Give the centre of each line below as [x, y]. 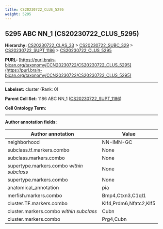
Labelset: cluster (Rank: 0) [32, 89]
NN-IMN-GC [117, 142]
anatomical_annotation [33, 188]
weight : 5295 [18, 14]
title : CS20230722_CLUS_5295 [34, 9]
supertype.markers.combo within [45, 166]
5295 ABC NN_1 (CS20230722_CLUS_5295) [72, 34]
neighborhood [24, 142]
